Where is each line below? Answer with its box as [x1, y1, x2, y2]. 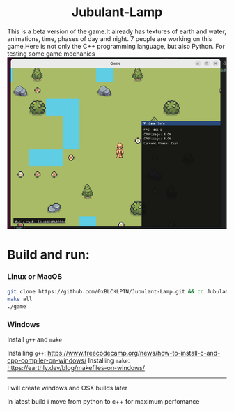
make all [7, 296, 33, 303]
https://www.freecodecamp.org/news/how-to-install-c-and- [47, 349, 221, 358]
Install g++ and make [7, 335, 63, 344]
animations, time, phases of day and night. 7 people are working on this [7, 34, 212, 43]
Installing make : [88, 356, 130, 365]
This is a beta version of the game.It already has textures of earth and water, [7, 27, 226, 36]
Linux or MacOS [7, 271, 63, 281]
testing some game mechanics [7, 49, 95, 58]
